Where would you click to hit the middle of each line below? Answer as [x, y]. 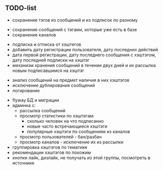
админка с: [24, 105]
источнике [23, 163]
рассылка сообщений [42, 110]
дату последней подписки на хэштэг [51, 60]
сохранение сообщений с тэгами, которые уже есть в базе [74, 30]
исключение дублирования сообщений [53, 85]
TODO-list [21, 8]
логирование [26, 90]
